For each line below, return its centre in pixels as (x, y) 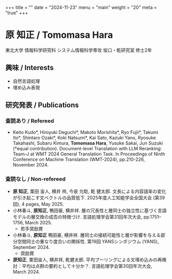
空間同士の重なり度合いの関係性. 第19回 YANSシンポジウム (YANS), (88, 241)
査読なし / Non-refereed (35, 179)
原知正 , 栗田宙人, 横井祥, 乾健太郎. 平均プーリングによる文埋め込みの (85, 260)
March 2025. (38, 222)
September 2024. (31, 247)
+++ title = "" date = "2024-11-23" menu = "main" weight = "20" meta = (81, 7)
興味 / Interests (29, 68)
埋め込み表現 (26, 87)
